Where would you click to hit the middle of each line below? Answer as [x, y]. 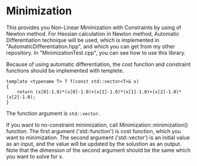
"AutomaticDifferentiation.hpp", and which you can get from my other [90, 46]
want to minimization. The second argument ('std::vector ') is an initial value [98, 137]
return [25, 92]
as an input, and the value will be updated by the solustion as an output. [94, 143]
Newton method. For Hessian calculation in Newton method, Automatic [93, 33]
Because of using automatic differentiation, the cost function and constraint [99, 64]
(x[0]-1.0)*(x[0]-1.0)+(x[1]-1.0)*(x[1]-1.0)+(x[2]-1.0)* [109, 92]
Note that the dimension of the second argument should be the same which [99, 150]
